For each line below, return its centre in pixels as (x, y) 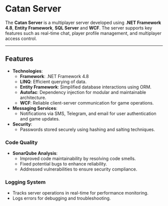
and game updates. (40, 118)
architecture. (33, 97)
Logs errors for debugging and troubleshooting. (61, 198)
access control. (21, 38)
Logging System (25, 182)
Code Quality (21, 142)
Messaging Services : (35, 108)
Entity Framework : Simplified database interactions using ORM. (85, 87)
